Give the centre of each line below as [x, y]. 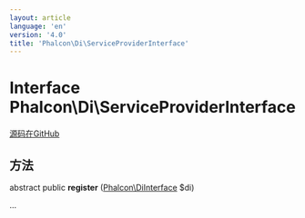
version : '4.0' [38, 35]
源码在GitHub [35, 134]
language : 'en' [38, 26]
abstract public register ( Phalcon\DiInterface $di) [102, 188]
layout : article [40, 18]
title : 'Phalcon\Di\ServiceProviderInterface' [99, 43]
